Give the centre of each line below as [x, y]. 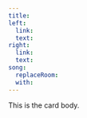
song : [17, 68]
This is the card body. [44, 105]
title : [19, 16]
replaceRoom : [37, 75]
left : [17, 23]
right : [19, 45]
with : [25, 82]
